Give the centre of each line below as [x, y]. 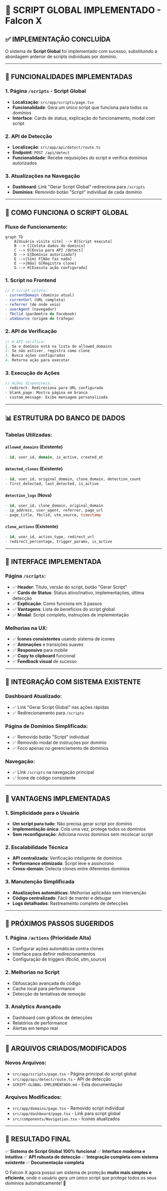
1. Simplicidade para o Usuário [42, 813]
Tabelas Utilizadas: [29, 435]
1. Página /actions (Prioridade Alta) [48, 938]
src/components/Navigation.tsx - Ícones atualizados [66, 1119]
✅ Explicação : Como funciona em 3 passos [57, 603]
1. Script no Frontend [31, 280]
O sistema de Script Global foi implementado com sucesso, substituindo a [81, 51]
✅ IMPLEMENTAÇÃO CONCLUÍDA [58, 39]
